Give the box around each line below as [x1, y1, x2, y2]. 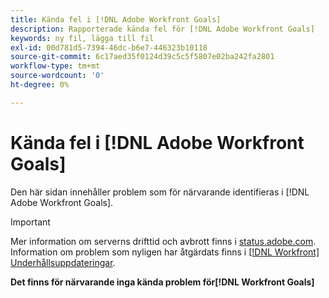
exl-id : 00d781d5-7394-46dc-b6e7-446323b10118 [10, 42, 208, 53]
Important [10, 216, 51, 228]
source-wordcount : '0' [10, 71, 105, 81]
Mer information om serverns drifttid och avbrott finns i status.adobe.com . [10, 235, 317, 247]
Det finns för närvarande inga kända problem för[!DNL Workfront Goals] [10, 276, 315, 288]
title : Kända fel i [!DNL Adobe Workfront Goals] [10, 14, 222, 25]
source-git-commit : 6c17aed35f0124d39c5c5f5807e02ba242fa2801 [10, 52, 275, 62]
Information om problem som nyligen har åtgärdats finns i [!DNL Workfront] [10, 246, 320, 258]
